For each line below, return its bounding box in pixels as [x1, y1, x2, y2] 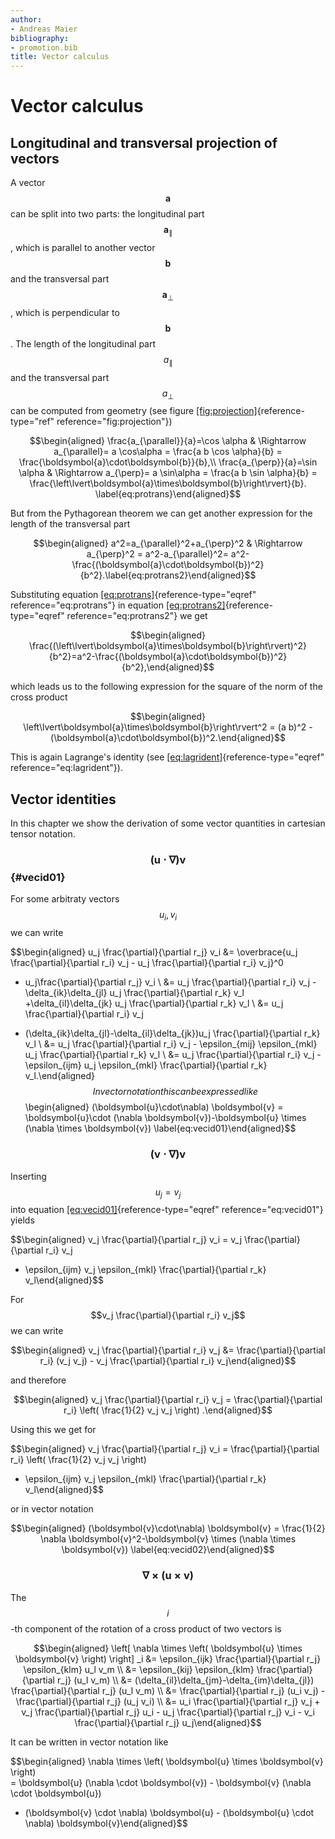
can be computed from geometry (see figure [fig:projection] [10, 405, 258, 417]
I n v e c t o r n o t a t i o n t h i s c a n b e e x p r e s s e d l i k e [92, 1086, 259, 1098]
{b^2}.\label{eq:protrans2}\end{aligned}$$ [79, 569, 257, 581]
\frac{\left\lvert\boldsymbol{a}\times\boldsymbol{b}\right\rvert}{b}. [29, 477, 307, 490]
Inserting [10, 1170, 47, 1182]
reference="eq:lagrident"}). [10, 762, 123, 774]
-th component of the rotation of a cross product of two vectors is [10, 1622, 282, 1635]
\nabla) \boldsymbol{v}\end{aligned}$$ [24, 1817, 188, 1829]
